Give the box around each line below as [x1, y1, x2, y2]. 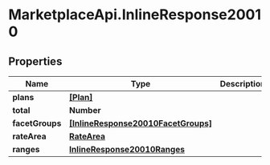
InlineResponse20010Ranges [69, 144, 185, 155]
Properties [8, 54, 63, 68]
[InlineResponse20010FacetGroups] [69, 118, 213, 129]
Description [219, 78, 266, 89]
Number [69, 105, 101, 115]
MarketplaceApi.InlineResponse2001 [8, 6, 262, 24]
